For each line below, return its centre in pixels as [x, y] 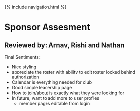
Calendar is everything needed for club [52, 82]
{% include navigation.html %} [36, 7]
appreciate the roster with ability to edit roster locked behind [73, 72]
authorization [25, 77]
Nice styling [24, 67]
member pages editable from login [54, 103]
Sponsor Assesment [47, 27]
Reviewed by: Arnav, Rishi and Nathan [65, 45]
